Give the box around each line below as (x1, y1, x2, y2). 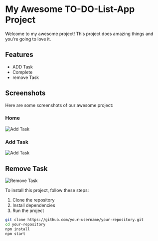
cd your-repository (5, 221, 46, 227)
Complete (12, 69, 33, 75)
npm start (5, 231, 26, 236)
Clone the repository (12, 196, 55, 203)
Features (5, 50, 33, 59)
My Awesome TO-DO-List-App (5, 3, 135, 15)
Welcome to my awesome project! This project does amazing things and (5, 30, 154, 36)
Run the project (12, 207, 44, 213)
